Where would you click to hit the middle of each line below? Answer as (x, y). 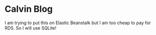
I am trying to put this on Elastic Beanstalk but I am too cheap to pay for (78, 23)
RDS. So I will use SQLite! (31, 28)
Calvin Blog (29, 9)
